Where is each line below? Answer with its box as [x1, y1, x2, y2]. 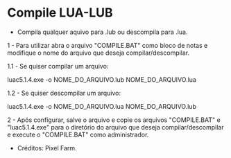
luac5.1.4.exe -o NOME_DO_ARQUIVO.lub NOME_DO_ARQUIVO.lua [7, 75, 196, 84]
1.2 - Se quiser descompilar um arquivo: [7, 89, 121, 97]
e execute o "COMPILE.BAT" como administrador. [7, 130, 149, 139]
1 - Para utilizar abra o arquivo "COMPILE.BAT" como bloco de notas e [7, 41, 208, 49]
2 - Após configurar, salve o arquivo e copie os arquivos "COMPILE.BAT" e [7, 116, 221, 124]
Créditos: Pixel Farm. [17, 143, 78, 152]
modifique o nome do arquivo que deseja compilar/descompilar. [7, 49, 190, 57]
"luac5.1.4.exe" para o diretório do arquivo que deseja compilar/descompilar [7, 123, 224, 131]
